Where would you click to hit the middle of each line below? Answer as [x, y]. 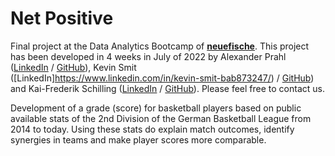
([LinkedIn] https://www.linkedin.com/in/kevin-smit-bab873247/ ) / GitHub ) [162, 78]
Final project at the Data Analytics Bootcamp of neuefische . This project [160, 46]
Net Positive [62, 18]
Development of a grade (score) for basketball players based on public [156, 108]
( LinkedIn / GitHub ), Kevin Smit [73, 67]
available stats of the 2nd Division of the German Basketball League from [161, 118]
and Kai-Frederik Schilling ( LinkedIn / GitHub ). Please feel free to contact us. [167, 88]
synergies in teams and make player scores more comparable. [138, 139]
